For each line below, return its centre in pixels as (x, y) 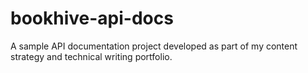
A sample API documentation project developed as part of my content (154, 46)
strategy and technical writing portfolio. (91, 56)
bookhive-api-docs (92, 18)
